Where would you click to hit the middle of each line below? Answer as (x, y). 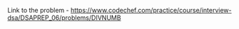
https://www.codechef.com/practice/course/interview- (151, 10)
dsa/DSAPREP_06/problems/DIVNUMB (64, 18)
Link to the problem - (38, 10)
